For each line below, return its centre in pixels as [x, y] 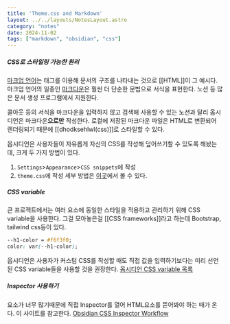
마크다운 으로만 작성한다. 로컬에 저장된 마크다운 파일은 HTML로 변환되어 [121, 121]
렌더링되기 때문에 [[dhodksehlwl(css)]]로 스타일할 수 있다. [86, 129]
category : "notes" [33, 26]
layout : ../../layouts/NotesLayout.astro [67, 20]
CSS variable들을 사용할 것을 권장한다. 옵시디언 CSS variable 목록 [104, 269]
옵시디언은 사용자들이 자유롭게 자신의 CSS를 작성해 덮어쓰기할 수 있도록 [103, 144]
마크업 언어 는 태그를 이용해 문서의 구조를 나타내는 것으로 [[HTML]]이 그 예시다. [113, 80]
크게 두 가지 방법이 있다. [48, 152]
